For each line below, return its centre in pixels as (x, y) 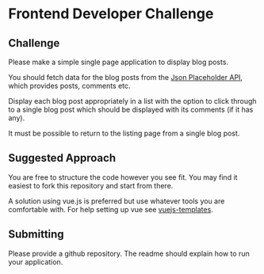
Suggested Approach (62, 158)
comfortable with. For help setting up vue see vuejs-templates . (111, 209)
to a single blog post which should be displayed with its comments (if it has (131, 109)
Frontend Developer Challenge (111, 14)
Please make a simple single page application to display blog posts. (118, 62)
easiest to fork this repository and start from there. (91, 185)
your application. (36, 261)
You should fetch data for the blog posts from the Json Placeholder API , (126, 77)
